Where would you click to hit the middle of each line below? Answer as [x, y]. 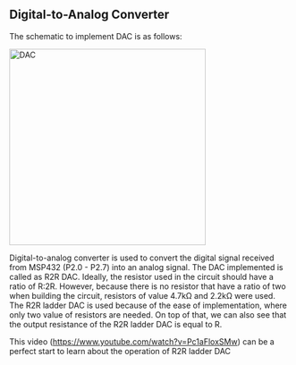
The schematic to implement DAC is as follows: [96, 36]
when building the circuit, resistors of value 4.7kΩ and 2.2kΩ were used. [142, 295]
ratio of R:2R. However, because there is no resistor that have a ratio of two [148, 286]
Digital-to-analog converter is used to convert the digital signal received [142, 258]
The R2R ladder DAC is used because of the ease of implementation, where [148, 305]
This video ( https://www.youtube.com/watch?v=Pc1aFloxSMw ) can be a [142, 341]
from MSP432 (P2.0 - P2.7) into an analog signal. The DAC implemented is [146, 267]
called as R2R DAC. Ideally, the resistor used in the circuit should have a [142, 276]
